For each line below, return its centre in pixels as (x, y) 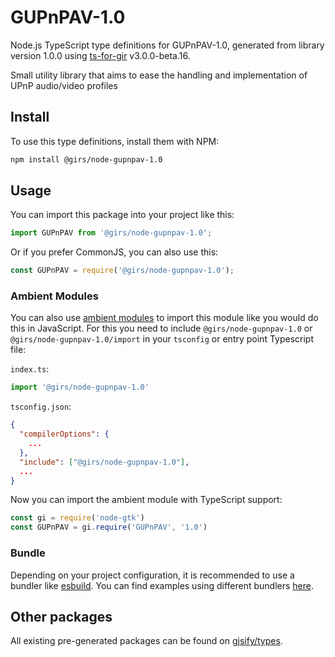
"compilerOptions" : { (64, 434)
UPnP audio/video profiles (64, 85)
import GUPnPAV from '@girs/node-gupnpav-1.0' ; (111, 233)
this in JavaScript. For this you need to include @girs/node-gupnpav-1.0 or (161, 328)
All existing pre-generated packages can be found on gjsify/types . (146, 641)
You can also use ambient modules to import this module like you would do (164, 318)
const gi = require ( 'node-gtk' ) (77, 518)
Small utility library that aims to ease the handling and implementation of (159, 75)
